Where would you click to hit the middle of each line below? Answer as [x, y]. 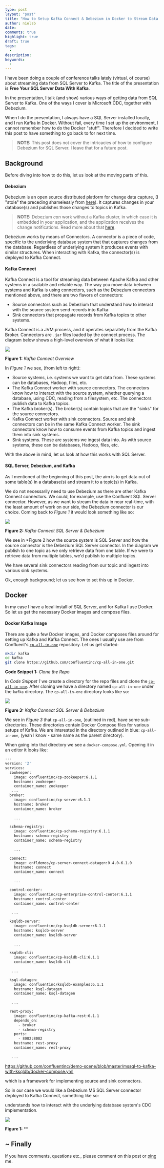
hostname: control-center [40, 899]
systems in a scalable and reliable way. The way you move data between [78, 285]
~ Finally [18, 1144]
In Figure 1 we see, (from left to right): [43, 368]
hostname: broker [31, 804]
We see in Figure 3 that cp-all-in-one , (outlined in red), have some [72, 720]
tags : [10, 46]
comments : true [20, 32]
